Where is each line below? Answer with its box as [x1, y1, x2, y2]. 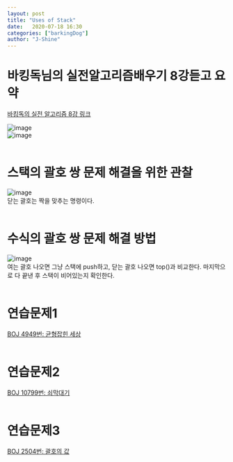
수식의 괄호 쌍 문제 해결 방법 [7, 231, 156, 247]
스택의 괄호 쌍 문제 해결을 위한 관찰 [7, 165, 193, 181]
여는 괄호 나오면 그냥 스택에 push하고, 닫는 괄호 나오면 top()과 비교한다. [7, 262, 202, 271]
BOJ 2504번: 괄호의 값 [7, 447, 70, 455]
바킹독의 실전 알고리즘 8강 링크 [7, 110, 91, 118]
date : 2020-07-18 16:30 [7, 23, 82, 30]
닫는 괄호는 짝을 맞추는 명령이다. [7, 197, 95, 205]
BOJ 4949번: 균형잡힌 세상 [7, 329, 81, 338]
